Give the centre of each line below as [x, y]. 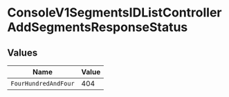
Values [22, 53]
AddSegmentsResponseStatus [98, 27]
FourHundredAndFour [43, 84]
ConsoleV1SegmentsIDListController [114, 13]
